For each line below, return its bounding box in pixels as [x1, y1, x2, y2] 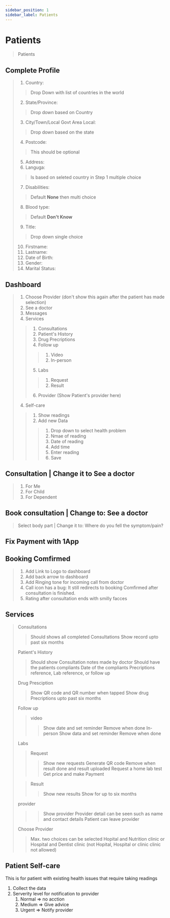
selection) [25, 299, 47, 305]
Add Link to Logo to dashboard [25, 568, 91, 574]
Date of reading [50, 439, 84, 445]
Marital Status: [25, 266, 56, 272]
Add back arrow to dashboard [25, 574, 88, 580]
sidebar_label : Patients [5, 12, 58, 17]
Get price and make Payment [43, 771, 104, 777]
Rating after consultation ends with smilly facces [25, 595, 127, 601]
